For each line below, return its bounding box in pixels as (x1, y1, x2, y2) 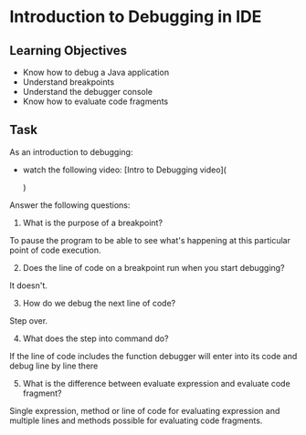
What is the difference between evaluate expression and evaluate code (22, 378, 290, 388)
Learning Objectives (9, 43, 128, 58)
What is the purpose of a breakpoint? (22, 217, 163, 228)
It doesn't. (9, 280, 48, 291)
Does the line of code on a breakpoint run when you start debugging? (22, 262, 285, 273)
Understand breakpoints (22, 77, 115, 88)
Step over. (9, 315, 48, 326)
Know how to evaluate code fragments (22, 96, 169, 107)
